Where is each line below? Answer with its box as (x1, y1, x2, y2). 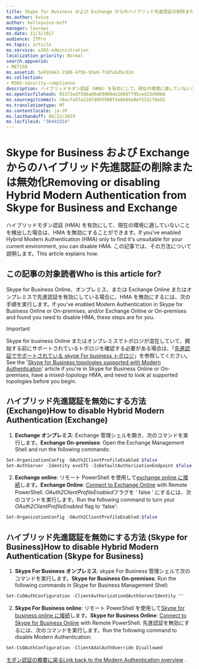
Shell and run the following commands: (14, 445, 111, 453)
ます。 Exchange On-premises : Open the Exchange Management (25, 439, 185, 446)
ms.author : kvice (6, 14, 49, 20)
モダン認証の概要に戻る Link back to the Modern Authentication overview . (6, 656, 187, 663)
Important (6, 325, 30, 332)
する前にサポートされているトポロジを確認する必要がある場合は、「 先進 (11, 345, 185, 352)
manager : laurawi (6, 25, 49, 31)
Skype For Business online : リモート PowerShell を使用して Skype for (14, 604, 185, 612)
